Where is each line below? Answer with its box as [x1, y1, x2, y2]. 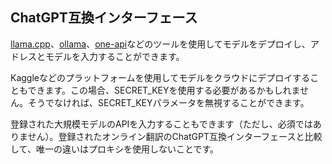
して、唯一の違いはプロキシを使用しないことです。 [10, 143, 220, 155]
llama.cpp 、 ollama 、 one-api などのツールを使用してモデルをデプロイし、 [10, 38, 311, 50]
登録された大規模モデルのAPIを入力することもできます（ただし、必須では [10, 118, 313, 130]
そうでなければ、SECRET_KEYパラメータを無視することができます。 [27, 96, 310, 108]
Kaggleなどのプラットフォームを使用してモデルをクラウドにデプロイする [10, 71, 311, 83]
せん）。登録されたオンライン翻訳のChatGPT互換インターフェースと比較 [27, 130, 323, 142]
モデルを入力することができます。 [44, 50, 185, 62]
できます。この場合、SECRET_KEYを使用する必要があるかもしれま [27, 84, 301, 96]
